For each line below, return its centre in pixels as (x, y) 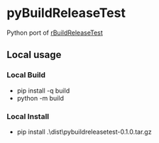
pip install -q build (43, 91)
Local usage (34, 55)
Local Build (26, 75)
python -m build (40, 98)
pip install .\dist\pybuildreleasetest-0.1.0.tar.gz (84, 132)
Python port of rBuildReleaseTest (55, 33)
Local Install (28, 116)
